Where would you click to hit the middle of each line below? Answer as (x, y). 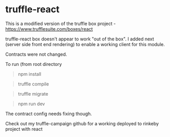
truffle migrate (33, 94)
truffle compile (33, 84)
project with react (24, 129)
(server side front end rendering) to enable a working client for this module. (85, 44)
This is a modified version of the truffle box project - (61, 24)
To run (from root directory (34, 64)
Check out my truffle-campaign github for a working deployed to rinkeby (82, 123)
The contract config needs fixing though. (49, 113)
